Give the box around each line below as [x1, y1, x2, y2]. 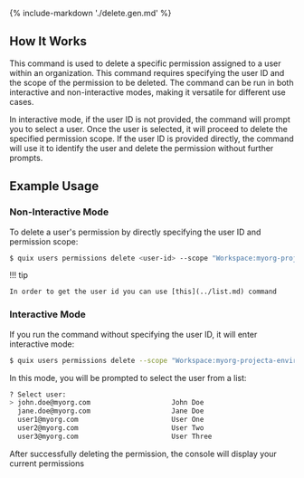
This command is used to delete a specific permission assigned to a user [9, 58, 281, 69]
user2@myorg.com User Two [17, 424, 204, 433]
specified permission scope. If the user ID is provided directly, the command [9, 133, 294, 144]
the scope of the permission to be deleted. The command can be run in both [9, 77, 294, 88]
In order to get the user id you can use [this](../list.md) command [9, 287, 278, 297]
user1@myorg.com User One [17, 416, 204, 425]
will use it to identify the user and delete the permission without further [9, 142, 274, 153]
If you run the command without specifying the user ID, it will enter [9, 329, 258, 339]
